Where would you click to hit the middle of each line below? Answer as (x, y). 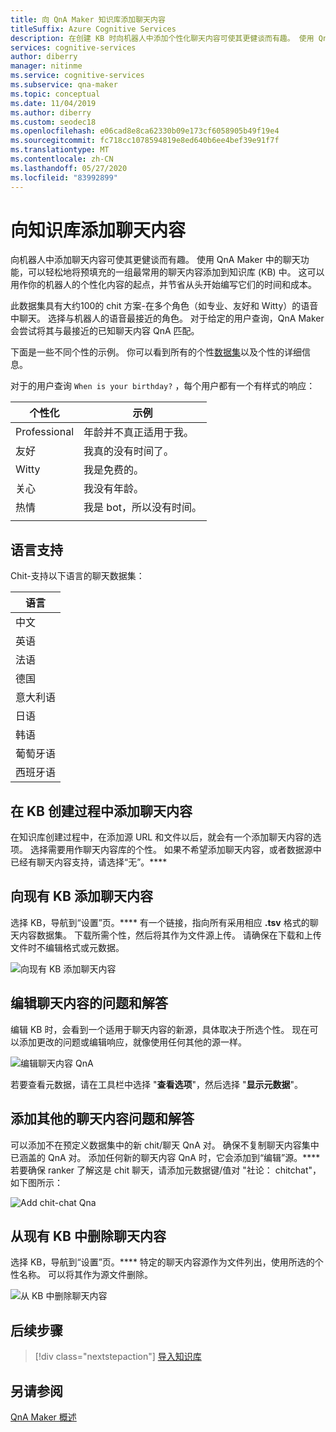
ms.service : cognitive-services (77, 76)
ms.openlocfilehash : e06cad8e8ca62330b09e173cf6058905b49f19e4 (145, 131)
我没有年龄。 (114, 489)
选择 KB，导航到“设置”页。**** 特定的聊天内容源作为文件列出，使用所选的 (162, 1262)
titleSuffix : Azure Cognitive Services (93, 29)
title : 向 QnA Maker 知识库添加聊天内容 (88, 19)
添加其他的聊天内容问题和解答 (102, 1119)
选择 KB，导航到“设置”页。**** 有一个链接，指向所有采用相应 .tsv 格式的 (160, 922)
